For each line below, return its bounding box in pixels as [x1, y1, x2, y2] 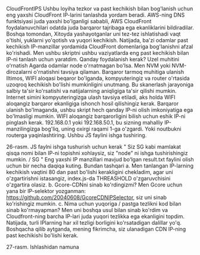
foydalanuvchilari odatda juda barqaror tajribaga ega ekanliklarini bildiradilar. [6, 24, 194, 31]
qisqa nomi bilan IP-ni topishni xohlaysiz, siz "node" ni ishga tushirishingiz [6, 150, 188, 157]
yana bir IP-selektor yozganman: [6, 188, 86, 194]
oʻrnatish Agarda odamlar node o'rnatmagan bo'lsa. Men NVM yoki [6, 62, 171, 69]
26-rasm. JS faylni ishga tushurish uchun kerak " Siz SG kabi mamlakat [6, 143, 181, 150]
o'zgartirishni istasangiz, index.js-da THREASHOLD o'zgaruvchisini [6, 175, 171, 182]
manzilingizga [6, 125, 41, 132]
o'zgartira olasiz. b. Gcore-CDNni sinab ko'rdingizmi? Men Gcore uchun [6, 181, 183, 188]
